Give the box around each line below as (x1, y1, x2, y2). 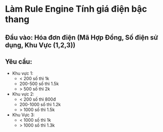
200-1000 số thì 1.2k (19, 102, 61, 108)
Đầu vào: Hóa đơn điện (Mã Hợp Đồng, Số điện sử (5, 33, 159, 42)
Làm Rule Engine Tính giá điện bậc (5, 3, 147, 15)
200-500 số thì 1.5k (19, 81, 59, 87)
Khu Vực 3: (12, 112, 35, 118)
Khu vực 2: (12, 91, 34, 97)
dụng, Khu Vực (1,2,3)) (5, 41, 76, 49)
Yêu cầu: (5, 57, 33, 66)
